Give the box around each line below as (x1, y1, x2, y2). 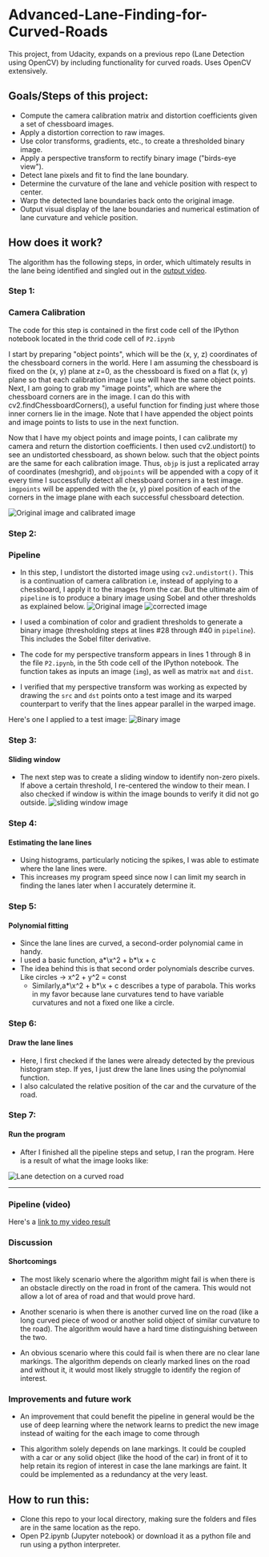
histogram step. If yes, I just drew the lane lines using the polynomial (19, 1064, 247, 1073)
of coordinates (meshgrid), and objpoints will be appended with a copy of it (8, 467, 259, 476)
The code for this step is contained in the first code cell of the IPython (8, 325, 239, 335)
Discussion (8, 1237, 54, 1248)
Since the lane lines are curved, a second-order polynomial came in (19, 938, 243, 948)
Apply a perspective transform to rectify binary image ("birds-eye (19, 153, 236, 163)
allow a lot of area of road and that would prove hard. (19, 1291, 195, 1302)
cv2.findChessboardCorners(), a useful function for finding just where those (8, 400, 260, 410)
